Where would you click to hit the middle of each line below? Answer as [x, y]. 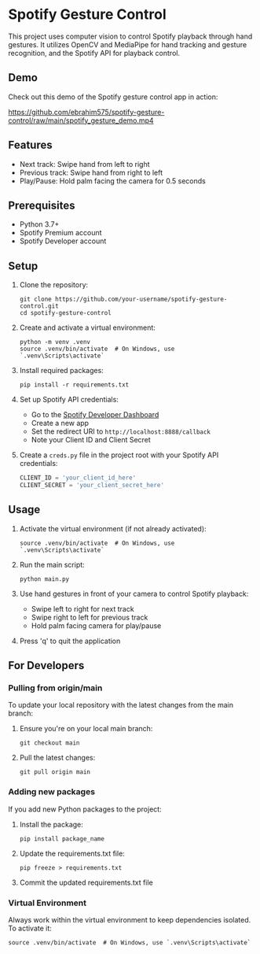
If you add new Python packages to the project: [85, 809]
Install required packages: [61, 371]
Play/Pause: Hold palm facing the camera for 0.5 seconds [112, 181]
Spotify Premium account [60, 233]
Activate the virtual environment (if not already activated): [113, 528]
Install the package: [51, 824]
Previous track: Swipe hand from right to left [91, 172]
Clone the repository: [54, 285]
